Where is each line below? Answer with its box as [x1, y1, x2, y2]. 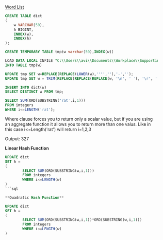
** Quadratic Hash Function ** [5, 195, 64, 200]
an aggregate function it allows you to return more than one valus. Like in [5, 121, 151, 127]
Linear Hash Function [5, 145, 49, 151]
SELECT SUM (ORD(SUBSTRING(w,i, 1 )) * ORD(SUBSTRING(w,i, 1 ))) [22, 218, 142, 222]
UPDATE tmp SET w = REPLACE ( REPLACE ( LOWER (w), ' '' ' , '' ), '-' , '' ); [5, 72, 133, 76]
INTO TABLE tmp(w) [5, 63, 42, 68]
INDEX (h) [14, 36, 32, 41]
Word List [5, 4, 24, 10]
